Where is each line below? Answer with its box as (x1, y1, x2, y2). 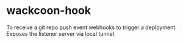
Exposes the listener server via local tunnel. (6, 30, 116, 37)
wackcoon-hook (6, 4, 91, 18)
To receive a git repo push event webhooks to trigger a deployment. (6, 24, 177, 31)
